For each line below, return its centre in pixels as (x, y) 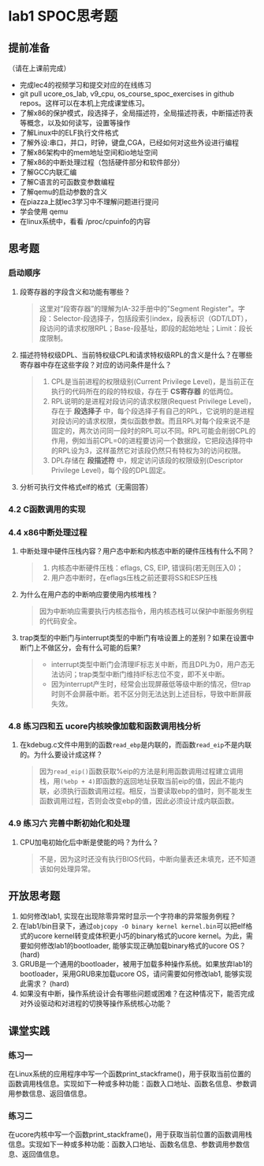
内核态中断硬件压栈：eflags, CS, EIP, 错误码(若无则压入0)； (147, 568)
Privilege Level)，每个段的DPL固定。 (110, 470)
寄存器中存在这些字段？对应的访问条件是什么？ (95, 364)
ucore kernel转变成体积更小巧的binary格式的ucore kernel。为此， (140, 936)
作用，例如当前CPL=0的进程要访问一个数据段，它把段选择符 (149, 440)
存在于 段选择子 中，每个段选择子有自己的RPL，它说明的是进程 (152, 411)
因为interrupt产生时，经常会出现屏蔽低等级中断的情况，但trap (151, 684)
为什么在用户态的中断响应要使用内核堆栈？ (89, 594)
